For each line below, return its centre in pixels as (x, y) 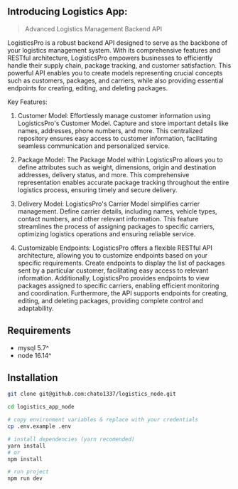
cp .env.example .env (39, 426)
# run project (28, 472)
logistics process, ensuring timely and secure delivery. (97, 190)
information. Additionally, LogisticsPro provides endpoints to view (113, 278)
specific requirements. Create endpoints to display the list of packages (121, 263)
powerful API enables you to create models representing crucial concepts (115, 73)
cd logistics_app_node (41, 407)
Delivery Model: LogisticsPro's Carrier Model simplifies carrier (109, 204)
